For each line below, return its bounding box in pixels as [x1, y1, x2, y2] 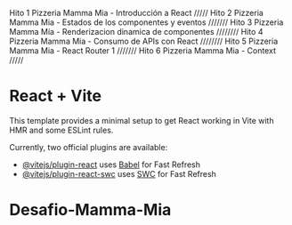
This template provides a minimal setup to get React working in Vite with [9, 115, 274, 125]
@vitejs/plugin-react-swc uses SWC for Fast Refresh [21, 168, 216, 179]
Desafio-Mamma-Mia [9, 200, 172, 221]
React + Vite [9, 86, 102, 106]
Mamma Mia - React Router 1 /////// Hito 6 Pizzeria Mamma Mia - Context [9, 45, 276, 56]
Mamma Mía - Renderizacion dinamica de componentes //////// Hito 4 [9, 27, 264, 36]
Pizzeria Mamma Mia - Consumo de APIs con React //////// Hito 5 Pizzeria [9, 36, 279, 46]
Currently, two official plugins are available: [9, 141, 168, 152]
